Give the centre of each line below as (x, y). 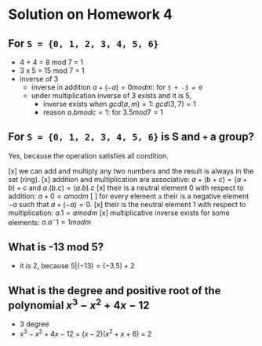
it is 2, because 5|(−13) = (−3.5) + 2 (77, 266)
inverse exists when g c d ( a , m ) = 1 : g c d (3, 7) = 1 (119, 104)
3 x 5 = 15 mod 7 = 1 (52, 71)
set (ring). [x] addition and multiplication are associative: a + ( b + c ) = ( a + (128, 179)
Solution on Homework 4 (91, 15)
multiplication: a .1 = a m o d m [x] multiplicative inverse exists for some (119, 213)
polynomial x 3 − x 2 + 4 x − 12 (79, 304)
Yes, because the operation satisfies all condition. (88, 155)
